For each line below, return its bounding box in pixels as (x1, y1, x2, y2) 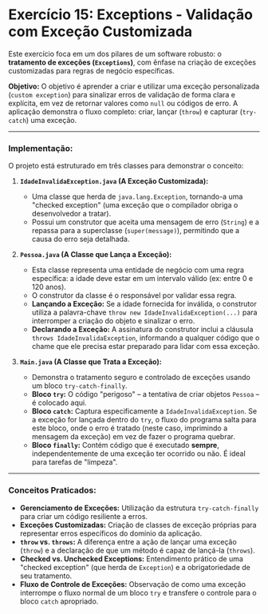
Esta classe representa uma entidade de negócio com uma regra (31, 265, 245, 275)
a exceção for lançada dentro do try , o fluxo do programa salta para (31, 415, 257, 425)
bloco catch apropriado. (19, 596, 99, 606)
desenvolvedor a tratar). (31, 209, 112, 219)
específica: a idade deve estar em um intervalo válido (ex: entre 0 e (31, 274, 254, 283)
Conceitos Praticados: (8, 485, 97, 496)
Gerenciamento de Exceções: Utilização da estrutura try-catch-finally (19, 503, 259, 513)
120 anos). (31, 282, 66, 292)
